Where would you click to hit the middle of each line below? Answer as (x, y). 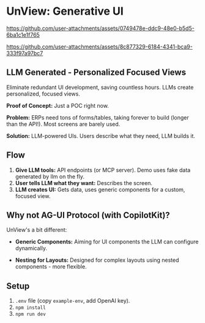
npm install (30, 308)
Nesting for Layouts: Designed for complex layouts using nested (97, 260)
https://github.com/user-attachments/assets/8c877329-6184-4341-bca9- (99, 47)
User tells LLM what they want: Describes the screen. (84, 183)
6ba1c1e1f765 (23, 34)
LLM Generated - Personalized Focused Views (96, 73)
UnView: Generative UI (65, 11)
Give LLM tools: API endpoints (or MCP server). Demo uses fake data (103, 170)
